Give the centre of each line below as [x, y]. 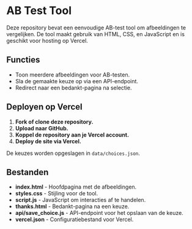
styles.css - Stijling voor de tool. [57, 193]
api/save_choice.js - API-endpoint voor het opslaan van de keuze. [99, 213]
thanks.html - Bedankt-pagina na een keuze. [72, 206]
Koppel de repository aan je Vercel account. [72, 135]
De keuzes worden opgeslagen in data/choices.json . [73, 153]
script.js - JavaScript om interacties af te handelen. [80, 200]
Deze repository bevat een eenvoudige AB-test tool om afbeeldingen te [96, 28]
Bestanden [28, 172]
